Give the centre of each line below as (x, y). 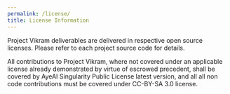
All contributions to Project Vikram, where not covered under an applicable (115, 61)
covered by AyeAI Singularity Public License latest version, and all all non (113, 76)
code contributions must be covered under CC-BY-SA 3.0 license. (103, 83)
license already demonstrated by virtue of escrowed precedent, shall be (111, 69)
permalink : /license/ (39, 14)
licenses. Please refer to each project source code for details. (96, 48)
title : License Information (48, 20)
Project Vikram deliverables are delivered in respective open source (105, 40)
